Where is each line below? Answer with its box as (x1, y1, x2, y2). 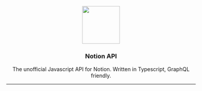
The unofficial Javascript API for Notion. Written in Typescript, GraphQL (12, 66, 190, 73)
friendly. (91, 72, 111, 80)
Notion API (85, 52, 117, 60)
